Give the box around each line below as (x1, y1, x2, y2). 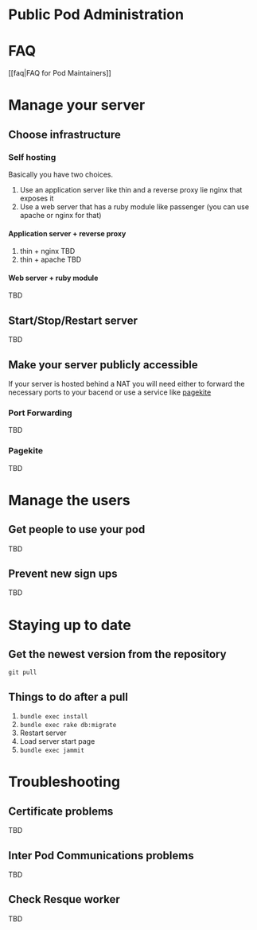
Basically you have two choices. (8, 169, 114, 179)
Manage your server (8, 96, 146, 115)
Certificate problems (8, 804, 114, 818)
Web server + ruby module (8, 273, 99, 282)
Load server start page (19, 737, 95, 746)
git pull (8, 668, 37, 677)
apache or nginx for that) (19, 211, 102, 220)
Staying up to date (8, 616, 131, 634)
